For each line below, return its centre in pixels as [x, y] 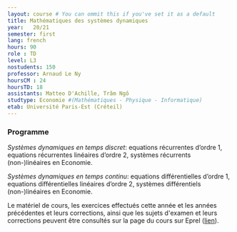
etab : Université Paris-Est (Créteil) [65, 107]
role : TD [22, 54]
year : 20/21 [29, 27]
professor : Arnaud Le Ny [44, 74]
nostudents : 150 [31, 67]
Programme [28, 131]
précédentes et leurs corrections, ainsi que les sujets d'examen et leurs [112, 213]
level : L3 [22, 61]
